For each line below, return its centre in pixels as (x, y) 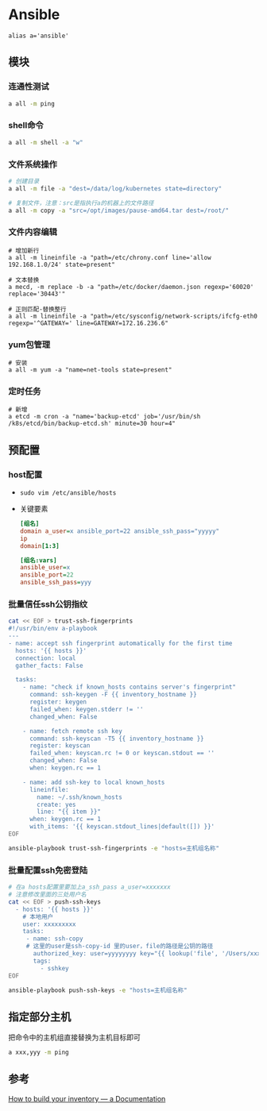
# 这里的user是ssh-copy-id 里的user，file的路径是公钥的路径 (120, 947)
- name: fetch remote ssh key (73, 731)
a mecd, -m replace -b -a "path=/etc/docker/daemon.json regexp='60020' (131, 287)
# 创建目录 (24, 181)
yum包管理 (29, 345)
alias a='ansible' (39, 36)
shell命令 (26, 125)
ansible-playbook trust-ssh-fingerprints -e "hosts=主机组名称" (114, 848)
